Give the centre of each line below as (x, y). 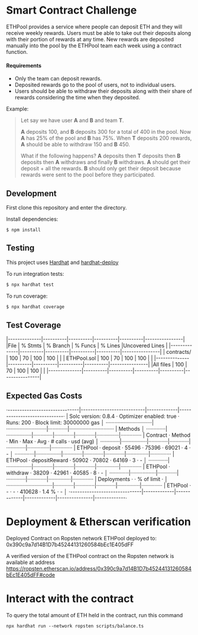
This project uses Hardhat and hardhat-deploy (62, 262)
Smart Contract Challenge (72, 10)
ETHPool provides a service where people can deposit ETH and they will (94, 27)
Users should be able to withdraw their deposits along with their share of (103, 91)
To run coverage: (27, 296)
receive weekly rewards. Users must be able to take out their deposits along (99, 33)
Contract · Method (168, 435)
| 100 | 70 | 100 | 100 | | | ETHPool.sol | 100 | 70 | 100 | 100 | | (79, 358)
